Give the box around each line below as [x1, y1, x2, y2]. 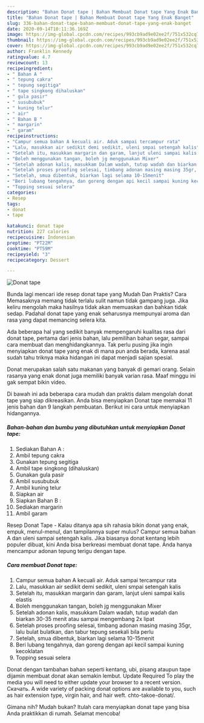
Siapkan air [15, 490, 44, 498]
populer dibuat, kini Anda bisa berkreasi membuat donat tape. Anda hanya [7, 541, 192, 548]
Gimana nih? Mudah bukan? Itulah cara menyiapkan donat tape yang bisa [7, 704, 190, 711]
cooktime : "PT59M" [7, 245, 53, 252]
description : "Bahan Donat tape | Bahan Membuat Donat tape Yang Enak [7, 8, 189, 15]
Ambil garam [15, 510, 48, 517]
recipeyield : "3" [7, 251, 51, 257]
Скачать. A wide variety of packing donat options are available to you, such [7, 685, 196, 693]
